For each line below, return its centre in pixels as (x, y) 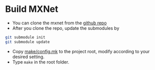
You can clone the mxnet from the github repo (59, 23)
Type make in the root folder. (41, 62)
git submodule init (25, 37)
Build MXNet (32, 9)
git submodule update (28, 42)
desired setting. (28, 57)
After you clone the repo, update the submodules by (66, 28)
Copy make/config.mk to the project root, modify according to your (81, 51)
